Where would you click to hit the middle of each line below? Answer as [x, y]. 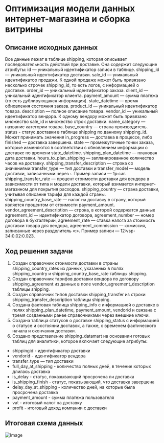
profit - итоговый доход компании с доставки [59, 408]
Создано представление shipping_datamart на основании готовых [81, 336]
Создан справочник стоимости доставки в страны [65, 263]
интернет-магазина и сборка [68, 19]
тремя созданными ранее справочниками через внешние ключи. [81, 315]
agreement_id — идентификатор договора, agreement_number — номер [80, 215]
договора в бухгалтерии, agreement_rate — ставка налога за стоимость [80, 220]
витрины [24, 29]
